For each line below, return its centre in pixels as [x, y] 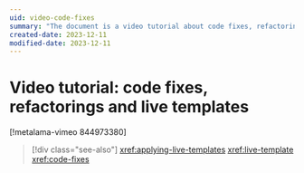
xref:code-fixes [60, 159]
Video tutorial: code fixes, [109, 88]
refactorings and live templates [129, 107]
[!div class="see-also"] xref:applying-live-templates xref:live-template [162, 149]
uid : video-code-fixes [52, 18]
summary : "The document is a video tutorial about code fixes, [131, 26]
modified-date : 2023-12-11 [60, 43]
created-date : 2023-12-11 [58, 34]
